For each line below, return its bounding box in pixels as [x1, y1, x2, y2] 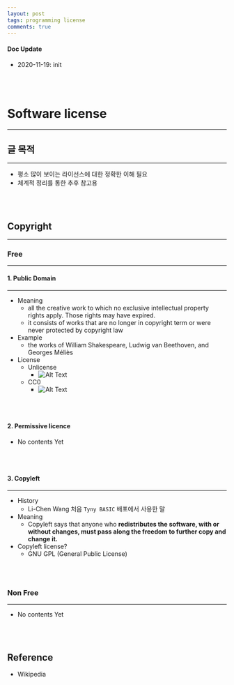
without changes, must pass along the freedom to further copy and [27, 527, 226, 536]
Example [17, 333, 43, 342]
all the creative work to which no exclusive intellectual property [27, 303, 209, 312]
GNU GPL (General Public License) [27, 550, 127, 558]
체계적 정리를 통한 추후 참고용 [17, 179, 97, 187]
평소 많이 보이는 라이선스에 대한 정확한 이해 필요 [17, 170, 148, 179]
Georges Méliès [27, 348, 73, 356]
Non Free [7, 587, 39, 597]
